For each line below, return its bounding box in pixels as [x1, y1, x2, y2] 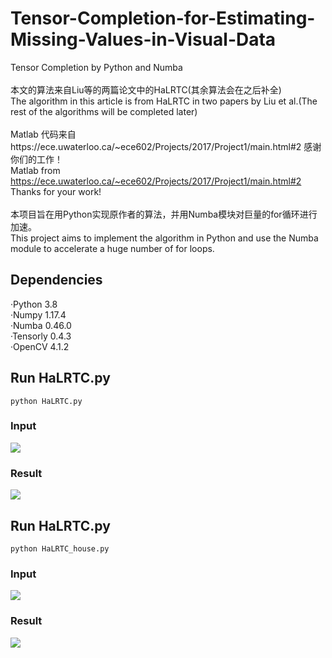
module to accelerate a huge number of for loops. [10, 242, 215, 254]
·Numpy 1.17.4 [10, 308, 67, 321]
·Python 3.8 [10, 298, 58, 310]
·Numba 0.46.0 [10, 319, 72, 331]
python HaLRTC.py [10, 396, 83, 406]
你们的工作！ [10, 153, 63, 165]
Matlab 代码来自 [10, 128, 77, 140]
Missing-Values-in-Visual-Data [10, 28, 277, 51]
